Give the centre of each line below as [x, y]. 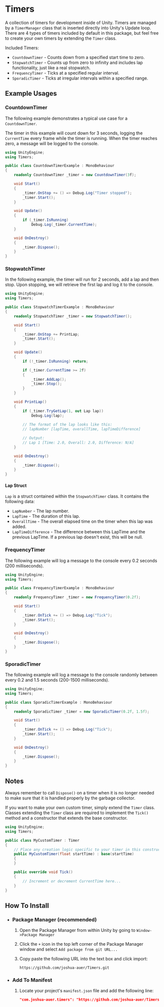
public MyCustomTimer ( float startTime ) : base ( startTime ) [74, 854]
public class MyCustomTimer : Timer [42, 840]
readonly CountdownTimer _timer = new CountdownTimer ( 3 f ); [75, 175]
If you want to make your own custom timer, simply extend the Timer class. [80, 808]
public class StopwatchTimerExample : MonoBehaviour [60, 307]
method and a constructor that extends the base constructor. [66, 818]
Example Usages [31, 93]
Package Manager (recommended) [54, 920]
